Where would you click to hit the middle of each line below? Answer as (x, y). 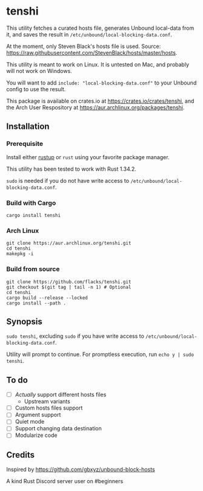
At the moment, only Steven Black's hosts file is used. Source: (84, 46)
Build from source (33, 269)
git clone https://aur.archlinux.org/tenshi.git (69, 243)
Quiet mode (30, 422)
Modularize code (36, 435)
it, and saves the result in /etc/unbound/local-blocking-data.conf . (89, 34)
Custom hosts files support (49, 408)
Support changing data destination (58, 428)
